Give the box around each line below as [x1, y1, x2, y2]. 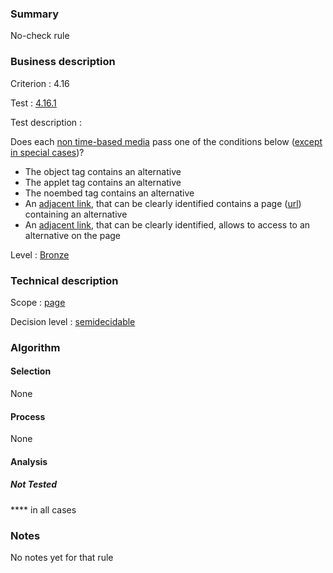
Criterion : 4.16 [10, 77, 70, 89]
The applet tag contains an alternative [24, 176, 182, 188]
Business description [10, 55, 116, 69]
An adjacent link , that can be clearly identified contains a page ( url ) [24, 197, 302, 209]
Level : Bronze [10, 248, 70, 261]
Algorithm [10, 340, 61, 354]
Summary [10, 7, 60, 21]
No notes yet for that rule [10, 552, 114, 564]
